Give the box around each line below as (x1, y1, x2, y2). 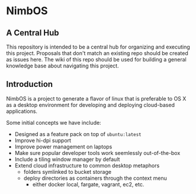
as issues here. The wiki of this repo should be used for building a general (6, 56, 187, 63)
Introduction (6, 79, 53, 89)
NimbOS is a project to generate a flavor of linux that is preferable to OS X (6, 95, 187, 102)
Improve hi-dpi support (14, 137, 72, 144)
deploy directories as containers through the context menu (23, 174, 167, 182)
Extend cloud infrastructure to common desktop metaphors (14, 161, 160, 169)
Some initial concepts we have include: (6, 119, 102, 126)
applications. (6, 108, 37, 115)
